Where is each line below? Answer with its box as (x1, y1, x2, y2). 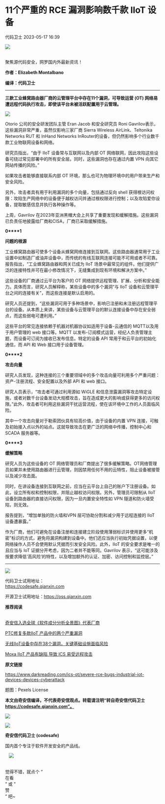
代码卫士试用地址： (5, 577, 44, 584)
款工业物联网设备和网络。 (5, 139, 57, 145)
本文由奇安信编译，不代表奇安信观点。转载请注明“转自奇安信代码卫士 (5, 697, 145, 703)
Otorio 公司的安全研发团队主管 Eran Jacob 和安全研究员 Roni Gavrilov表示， (5, 121, 159, 127)
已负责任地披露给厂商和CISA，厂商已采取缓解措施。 (5, 218, 110, 224)
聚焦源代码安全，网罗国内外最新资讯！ (5, 59, 82, 65)
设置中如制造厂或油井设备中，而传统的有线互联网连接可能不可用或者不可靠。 (5, 255, 160, 261)
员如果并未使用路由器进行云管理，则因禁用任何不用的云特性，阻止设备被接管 (5, 467, 160, 472)
